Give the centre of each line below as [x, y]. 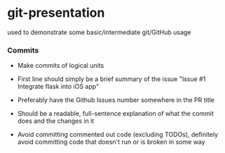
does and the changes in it [56, 121]
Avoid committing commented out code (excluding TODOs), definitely [118, 135]
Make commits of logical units [61, 66]
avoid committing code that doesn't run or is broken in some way [111, 142]
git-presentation [56, 13]
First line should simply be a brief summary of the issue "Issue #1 [111, 79]
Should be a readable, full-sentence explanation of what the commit [115, 114]
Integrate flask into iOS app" [58, 87]
